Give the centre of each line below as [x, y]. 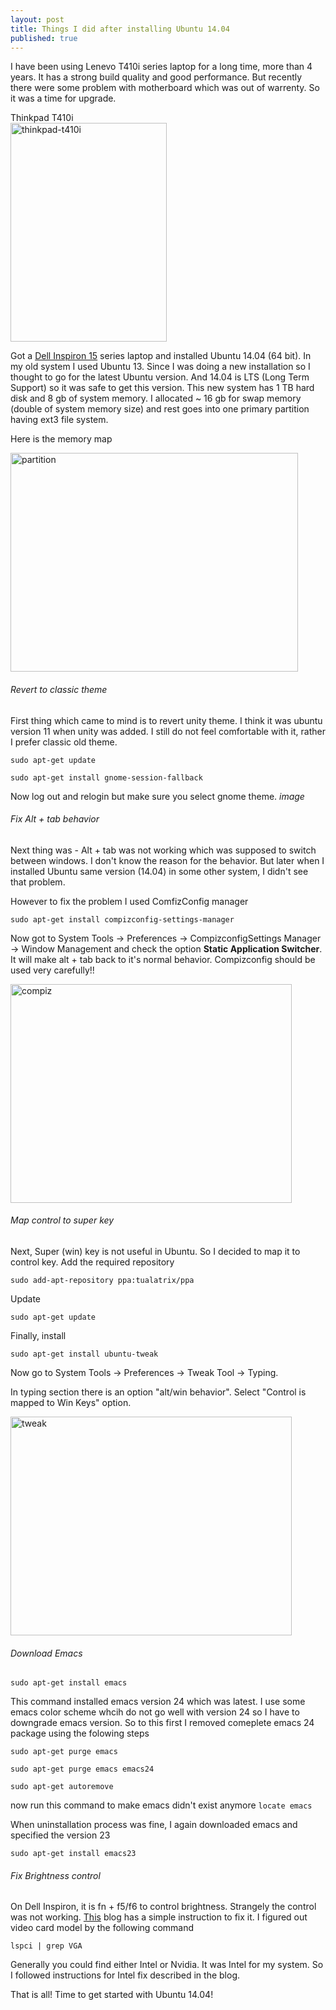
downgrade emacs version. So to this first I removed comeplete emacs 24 [162, 1723]
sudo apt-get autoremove [62, 1787]
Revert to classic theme [59, 689]
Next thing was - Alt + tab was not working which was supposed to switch [163, 850]
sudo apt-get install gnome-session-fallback [106, 777]
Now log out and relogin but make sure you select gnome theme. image [157, 796]
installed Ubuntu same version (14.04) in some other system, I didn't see [159, 871]
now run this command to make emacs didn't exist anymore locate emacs [161, 1805]
